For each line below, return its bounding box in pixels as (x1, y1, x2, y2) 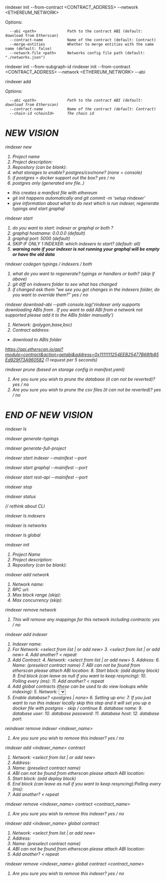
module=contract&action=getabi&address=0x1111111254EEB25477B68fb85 (5, 351, 159, 358)
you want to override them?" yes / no (12, 291, 88, 298)
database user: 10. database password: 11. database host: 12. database (12, 710, 160, 716)
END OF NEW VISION (5, 409, 93, 421)
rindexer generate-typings (5, 435, 59, 441)
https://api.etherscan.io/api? (5, 346, 63, 352)
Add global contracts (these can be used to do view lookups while (12, 683, 148, 689)
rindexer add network (5, 571, 50, 577)
